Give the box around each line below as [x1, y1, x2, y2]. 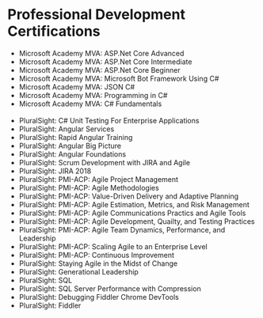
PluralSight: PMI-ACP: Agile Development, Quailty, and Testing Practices [18, 216, 255, 226]
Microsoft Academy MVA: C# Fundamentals [18, 99, 162, 108]
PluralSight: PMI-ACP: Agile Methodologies [18, 183, 159, 192]
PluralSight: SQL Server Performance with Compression [18, 283, 201, 293]
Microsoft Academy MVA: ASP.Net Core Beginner [18, 65, 181, 74]
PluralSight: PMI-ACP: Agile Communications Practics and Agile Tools [18, 208, 246, 218]
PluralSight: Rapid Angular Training [18, 132, 133, 142]
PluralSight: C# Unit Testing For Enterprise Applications [18, 115, 200, 125]
